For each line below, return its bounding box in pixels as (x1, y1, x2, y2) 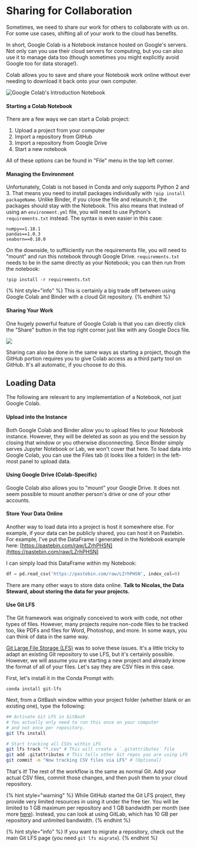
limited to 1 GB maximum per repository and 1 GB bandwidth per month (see (6, 804, 190, 812)
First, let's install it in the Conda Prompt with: (6, 675, 115, 682)
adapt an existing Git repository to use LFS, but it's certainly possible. (6, 651, 175, 658)
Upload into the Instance (6, 413, 68, 420)
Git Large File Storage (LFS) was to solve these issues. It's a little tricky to (6, 645, 184, 652)
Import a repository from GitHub (14, 133, 93, 140)
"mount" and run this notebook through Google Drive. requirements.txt (6, 253, 179, 260)
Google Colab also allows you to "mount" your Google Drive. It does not (6, 484, 180, 491)
